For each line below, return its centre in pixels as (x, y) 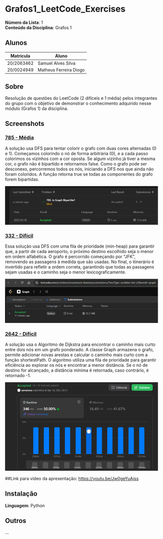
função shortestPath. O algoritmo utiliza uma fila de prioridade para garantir (81, 360)
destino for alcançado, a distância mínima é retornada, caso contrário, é (77, 370)
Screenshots (25, 124)
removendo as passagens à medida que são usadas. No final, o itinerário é (80, 262)
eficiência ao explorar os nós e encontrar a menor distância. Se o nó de (76, 365)
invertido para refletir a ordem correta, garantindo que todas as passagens (80, 267)
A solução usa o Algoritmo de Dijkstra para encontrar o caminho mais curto (80, 344)
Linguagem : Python (25, 505)
